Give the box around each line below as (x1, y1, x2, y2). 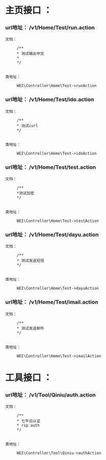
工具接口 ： (5, 372, 52, 383)
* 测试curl (16, 123, 38, 128)
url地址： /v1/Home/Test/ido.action (5, 96, 94, 103)
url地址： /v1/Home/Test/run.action (5, 24, 95, 31)
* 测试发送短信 (16, 258, 44, 264)
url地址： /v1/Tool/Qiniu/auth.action (5, 391, 96, 398)
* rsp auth (16, 423, 40, 428)
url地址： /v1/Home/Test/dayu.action (5, 231, 99, 238)
